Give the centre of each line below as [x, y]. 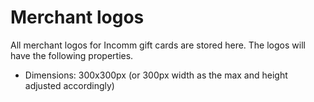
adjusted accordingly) [69, 85]
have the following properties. [72, 55]
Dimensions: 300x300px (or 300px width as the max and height [156, 75]
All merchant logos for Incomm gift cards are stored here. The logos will [158, 45]
